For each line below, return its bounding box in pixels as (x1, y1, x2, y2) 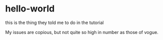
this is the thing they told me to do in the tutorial (5, 19, 104, 25)
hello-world (5, 3, 55, 14)
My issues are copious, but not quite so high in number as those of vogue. (5, 29, 159, 35)
